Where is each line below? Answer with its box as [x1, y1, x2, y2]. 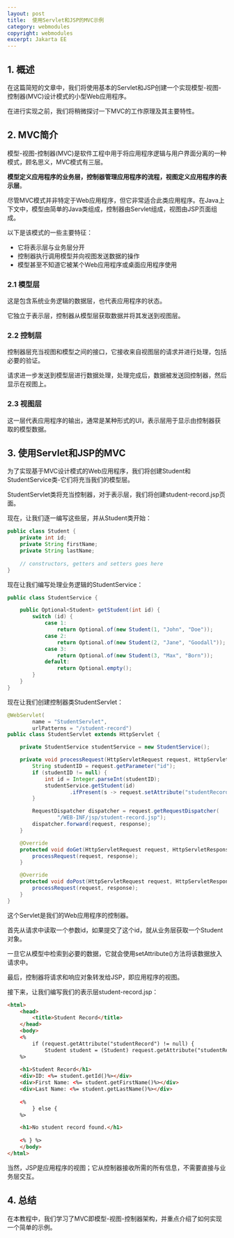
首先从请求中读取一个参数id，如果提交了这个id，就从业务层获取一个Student [7, 925, 224, 934]
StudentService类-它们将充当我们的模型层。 [7, 476, 134, 484]
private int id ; [19, 534, 68, 542]
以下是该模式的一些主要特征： [7, 228, 93, 237]
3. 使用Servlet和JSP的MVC [7, 447, 126, 460]
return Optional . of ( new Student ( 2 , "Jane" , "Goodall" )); [56, 638, 226, 646]
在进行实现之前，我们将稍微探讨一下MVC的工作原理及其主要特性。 [7, 107, 198, 115]
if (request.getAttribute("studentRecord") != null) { [32, 1040, 195, 1047]
